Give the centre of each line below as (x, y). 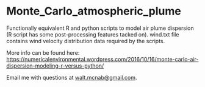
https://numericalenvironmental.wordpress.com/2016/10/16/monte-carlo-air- (103, 59)
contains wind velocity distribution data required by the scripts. (86, 41)
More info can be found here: (43, 52)
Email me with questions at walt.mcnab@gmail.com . (72, 77)
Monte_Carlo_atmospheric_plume (94, 11)
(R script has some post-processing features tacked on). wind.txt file (93, 34)
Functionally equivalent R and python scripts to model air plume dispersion (100, 28)
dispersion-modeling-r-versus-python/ (55, 66)
